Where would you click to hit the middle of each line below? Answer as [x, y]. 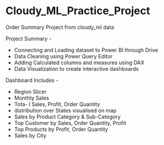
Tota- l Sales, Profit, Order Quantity [57, 104]
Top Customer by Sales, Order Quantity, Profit [70, 123]
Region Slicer [30, 91]
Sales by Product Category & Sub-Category [67, 117]
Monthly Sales [32, 98]
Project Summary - [28, 38]
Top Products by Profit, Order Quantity [61, 129]
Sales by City [30, 135]
